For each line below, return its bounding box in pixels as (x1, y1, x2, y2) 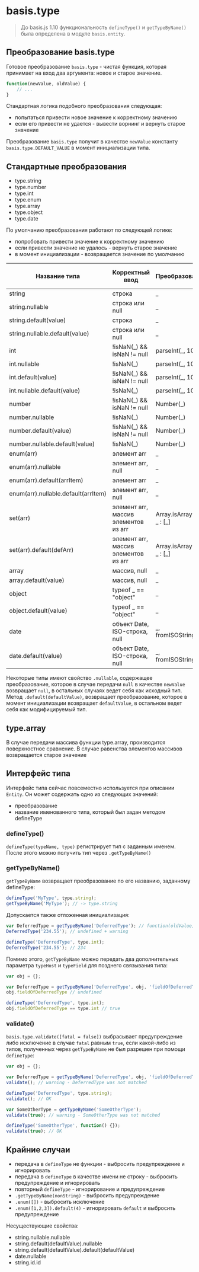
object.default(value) (9, 606, 68, 615)
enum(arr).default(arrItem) (9, 476, 84, 484)
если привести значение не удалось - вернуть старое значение (14, 244, 178, 251)
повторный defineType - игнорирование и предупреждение (14, 1185, 165, 1193)
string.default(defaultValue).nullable (14, 1240, 102, 1247)
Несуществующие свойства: (6, 1222, 79, 1229)
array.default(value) (9, 576, 65, 584)
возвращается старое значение (6, 752, 87, 758)
